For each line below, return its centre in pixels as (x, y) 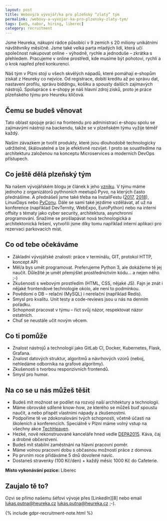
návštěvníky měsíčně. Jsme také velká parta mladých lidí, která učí (74, 48)
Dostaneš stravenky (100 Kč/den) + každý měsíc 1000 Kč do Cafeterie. (85, 461)
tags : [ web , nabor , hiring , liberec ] (44, 24)
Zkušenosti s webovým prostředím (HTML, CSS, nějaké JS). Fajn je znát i (87, 283)
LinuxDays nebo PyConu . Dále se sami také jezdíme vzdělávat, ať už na (79, 202)
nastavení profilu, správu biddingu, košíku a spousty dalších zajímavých (79, 84)
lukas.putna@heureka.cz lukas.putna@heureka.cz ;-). (60, 503)
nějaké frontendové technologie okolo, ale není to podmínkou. (76, 288)
